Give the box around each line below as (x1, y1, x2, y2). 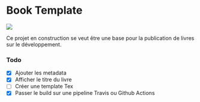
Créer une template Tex (14, 83, 73, 90)
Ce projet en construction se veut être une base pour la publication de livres (6, 34, 195, 42)
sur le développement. (6, 41, 62, 48)
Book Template (6, 4, 83, 17)
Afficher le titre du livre (14, 76, 72, 84)
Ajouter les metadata (14, 69, 67, 76)
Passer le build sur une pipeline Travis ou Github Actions (14, 89, 155, 97)
